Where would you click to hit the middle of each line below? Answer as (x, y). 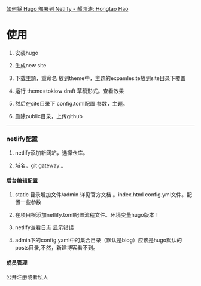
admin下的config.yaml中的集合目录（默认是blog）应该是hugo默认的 (98, 240)
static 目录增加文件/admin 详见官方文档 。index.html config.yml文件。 (101, 195)
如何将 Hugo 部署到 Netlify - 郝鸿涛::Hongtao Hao (67, 9)
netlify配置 (22, 139)
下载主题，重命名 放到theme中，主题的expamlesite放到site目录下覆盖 (100, 78)
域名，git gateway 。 (41, 165)
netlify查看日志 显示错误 (44, 227)
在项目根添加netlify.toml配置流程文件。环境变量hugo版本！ (87, 215)
